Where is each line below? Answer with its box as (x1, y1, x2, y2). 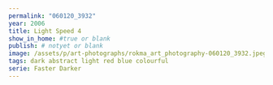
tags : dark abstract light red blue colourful (8, 57, 169, 66)
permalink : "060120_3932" (8, 11, 96, 20)
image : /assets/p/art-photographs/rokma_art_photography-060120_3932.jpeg (8, 49, 267, 57)
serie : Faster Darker (8, 65, 82, 73)
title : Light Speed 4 (8, 27, 82, 35)
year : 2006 (8, 19, 45, 28)
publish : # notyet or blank (8, 42, 104, 50)
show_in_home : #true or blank (8, 34, 111, 43)
